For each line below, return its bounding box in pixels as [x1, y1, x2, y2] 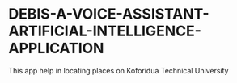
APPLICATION [8, 39, 104, 57]
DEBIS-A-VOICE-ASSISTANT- [8, 5, 209, 23]
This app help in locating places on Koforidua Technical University [8, 65, 229, 75]
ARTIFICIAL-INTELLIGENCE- [8, 22, 202, 40]
